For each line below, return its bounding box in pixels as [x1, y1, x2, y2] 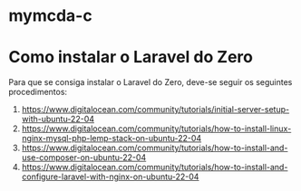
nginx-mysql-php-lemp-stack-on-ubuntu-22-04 [21, 133, 202, 144]
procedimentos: [8, 87, 68, 98]
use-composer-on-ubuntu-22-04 [21, 152, 147, 163]
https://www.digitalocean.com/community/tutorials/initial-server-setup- [21, 104, 290, 115]
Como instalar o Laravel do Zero [8, 47, 253, 68]
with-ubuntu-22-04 [21, 114, 95, 125]
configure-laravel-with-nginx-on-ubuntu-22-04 [21, 171, 199, 182]
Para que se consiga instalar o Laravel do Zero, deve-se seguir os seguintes [8, 77, 293, 88]
